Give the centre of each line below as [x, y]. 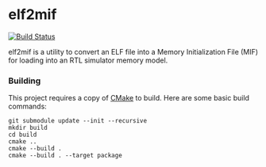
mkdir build [28, 128]
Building [25, 81]
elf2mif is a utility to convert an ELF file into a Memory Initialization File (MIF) [133, 51]
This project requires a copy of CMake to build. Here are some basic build [129, 98]
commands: [28, 106]
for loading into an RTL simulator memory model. [88, 60]
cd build [23, 135]
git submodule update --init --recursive [78, 121]
